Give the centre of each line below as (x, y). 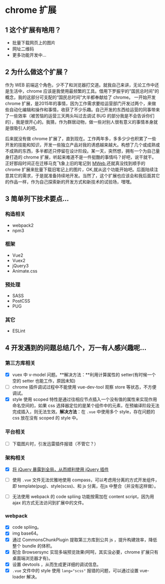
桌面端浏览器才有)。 (32, 558)
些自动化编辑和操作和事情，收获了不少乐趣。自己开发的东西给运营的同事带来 (82, 110)
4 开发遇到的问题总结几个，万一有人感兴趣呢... (76, 348)
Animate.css (25, 271)
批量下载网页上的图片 (34, 43)
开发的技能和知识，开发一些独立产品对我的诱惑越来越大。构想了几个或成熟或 (82, 145)
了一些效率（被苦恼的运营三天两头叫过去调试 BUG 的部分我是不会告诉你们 (80, 116)
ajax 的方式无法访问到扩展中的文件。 (49, 503)
